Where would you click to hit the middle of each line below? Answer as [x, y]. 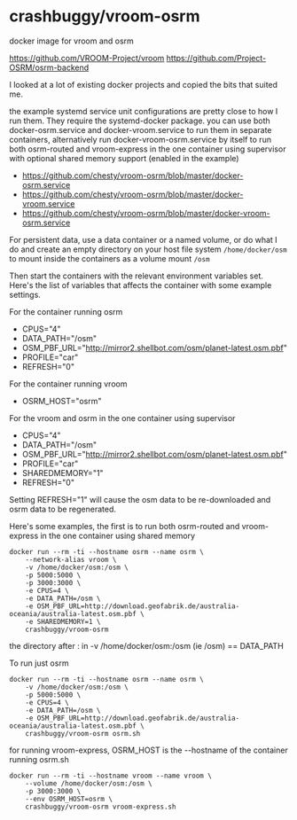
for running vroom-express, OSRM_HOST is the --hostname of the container [148, 750]
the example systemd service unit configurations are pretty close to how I [144, 111]
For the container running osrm [66, 311]
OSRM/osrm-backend [49, 67]
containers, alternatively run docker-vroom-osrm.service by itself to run [141, 139]
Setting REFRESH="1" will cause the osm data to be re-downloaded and [140, 499]
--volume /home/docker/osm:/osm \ [89, 783]
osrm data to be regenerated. [63, 509]
